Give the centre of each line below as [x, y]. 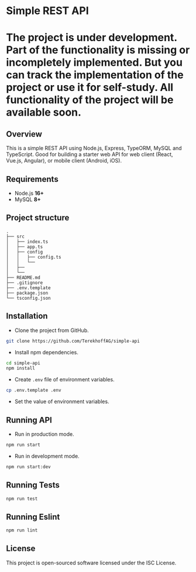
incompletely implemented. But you [94, 62]
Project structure [38, 218]
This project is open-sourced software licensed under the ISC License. [91, 563]
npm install [20, 368]
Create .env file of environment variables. [65, 380]
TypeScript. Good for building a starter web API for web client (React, [90, 154]
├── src [16, 236]
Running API [29, 420]
